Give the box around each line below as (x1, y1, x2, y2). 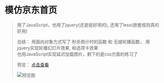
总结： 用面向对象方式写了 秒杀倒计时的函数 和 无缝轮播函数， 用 (16, 38, 150, 45)
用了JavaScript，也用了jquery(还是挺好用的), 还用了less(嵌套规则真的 (16, 22, 160, 28)
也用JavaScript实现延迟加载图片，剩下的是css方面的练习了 (16, 51, 138, 57)
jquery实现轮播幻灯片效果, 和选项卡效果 (16, 45, 98, 51)
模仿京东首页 (4, 4, 58, 16)
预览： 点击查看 (16, 62, 49, 68)
